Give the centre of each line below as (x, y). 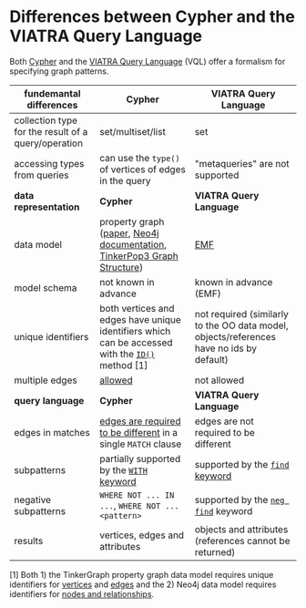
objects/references (235, 336)
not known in (127, 282)
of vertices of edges (143, 169)
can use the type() (140, 158)
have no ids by (226, 348)
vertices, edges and (142, 535)
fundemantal (52, 93)
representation (47, 207)
